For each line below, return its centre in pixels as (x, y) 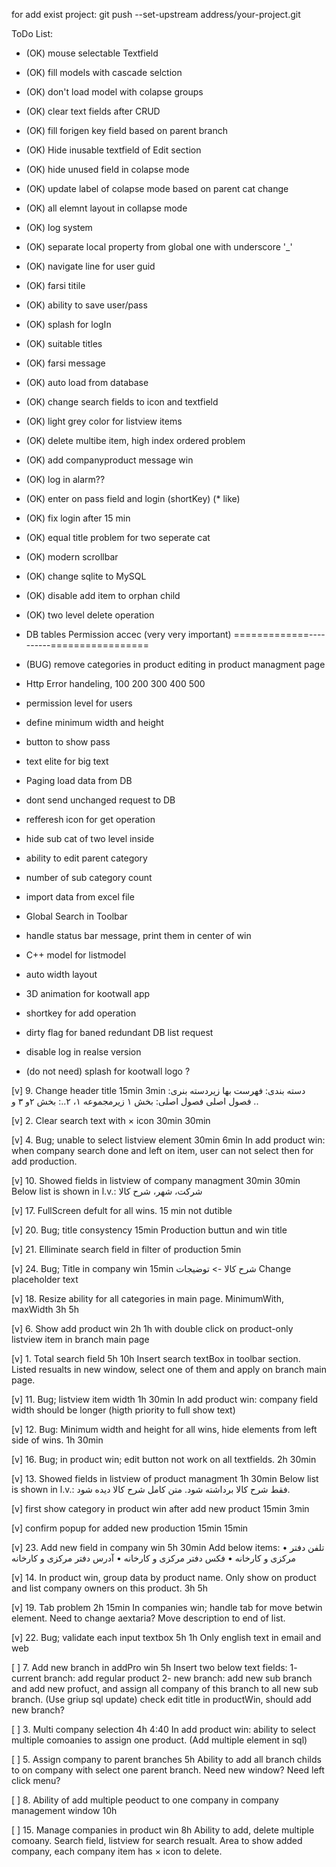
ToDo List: (32, 33)
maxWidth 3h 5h (45, 1309)
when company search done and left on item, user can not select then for (162, 1150)
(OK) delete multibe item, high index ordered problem (135, 440)
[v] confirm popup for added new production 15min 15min (130, 1528)
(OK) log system (59, 227)
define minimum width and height (94, 722)
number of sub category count (89, 877)
